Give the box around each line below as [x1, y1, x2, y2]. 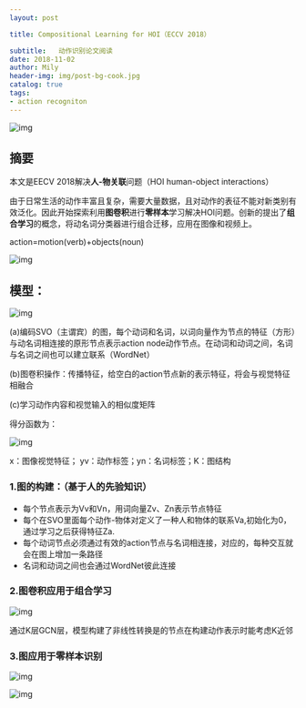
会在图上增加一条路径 [22, 548, 103, 560]
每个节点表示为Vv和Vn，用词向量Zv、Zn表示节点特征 [22, 502, 223, 514]
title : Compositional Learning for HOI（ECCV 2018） [9, 29, 211, 39]
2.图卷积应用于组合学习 [9, 584, 112, 597]
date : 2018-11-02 [9, 55, 76, 64]
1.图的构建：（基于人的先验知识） [9, 480, 152, 493]
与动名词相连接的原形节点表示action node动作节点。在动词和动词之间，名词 [9, 338, 293, 349]
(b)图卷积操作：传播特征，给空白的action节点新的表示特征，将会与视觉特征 [9, 369, 291, 379]
